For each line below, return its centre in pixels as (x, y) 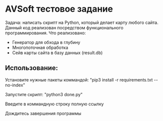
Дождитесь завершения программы (43, 113)
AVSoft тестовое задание (59, 9)
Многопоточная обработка (40, 47)
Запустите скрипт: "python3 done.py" (44, 94)
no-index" (15, 85)
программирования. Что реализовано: (46, 33)
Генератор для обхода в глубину (46, 42)
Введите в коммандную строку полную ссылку (54, 104)
